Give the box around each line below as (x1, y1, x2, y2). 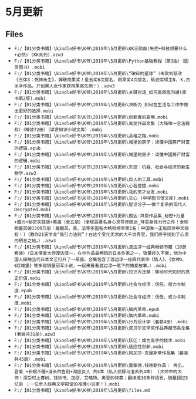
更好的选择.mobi (18, 108, 54, 114)
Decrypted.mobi (13, 207, 52, 212)
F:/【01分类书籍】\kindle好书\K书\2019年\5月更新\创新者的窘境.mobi (13, 114, 168, 120)
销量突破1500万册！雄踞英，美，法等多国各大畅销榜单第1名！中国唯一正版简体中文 (13, 225, 185, 231)
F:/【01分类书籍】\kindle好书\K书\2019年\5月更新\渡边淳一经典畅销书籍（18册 (13, 244, 187, 250)
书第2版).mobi (13, 96, 46, 102)
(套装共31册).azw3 (13, 332, 56, 337)
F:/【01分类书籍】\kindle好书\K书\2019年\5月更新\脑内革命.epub (13, 306, 160, 312)
